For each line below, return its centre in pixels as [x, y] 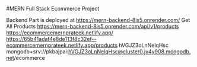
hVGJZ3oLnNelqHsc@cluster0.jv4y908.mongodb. [129, 52]
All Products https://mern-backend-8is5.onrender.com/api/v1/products [93, 26]
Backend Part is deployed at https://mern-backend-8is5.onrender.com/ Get [98, 20]
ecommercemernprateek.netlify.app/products [62, 45]
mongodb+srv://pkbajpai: [37, 52]
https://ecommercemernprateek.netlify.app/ [60, 33]
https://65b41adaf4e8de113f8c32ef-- [51, 39]
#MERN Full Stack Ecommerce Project [53, 9]
